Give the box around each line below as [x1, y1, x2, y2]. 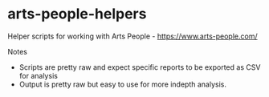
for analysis [18, 71, 58, 80]
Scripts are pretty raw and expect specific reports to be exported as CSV [18, 62, 261, 72]
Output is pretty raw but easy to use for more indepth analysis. [18, 79, 226, 89]
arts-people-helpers [7, 5, 147, 23]
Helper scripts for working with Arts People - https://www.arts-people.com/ [7, 31, 258, 41]
